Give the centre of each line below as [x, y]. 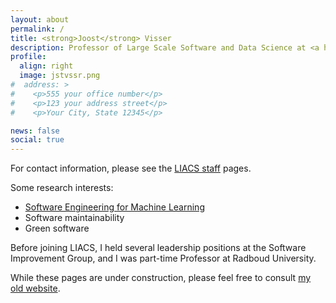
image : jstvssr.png [60, 76]
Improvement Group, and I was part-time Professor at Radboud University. [163, 258]
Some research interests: [62, 188]
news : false [35, 131]
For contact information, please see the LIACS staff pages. [131, 168]
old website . [35, 288]
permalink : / [37, 29]
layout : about [40, 19]
